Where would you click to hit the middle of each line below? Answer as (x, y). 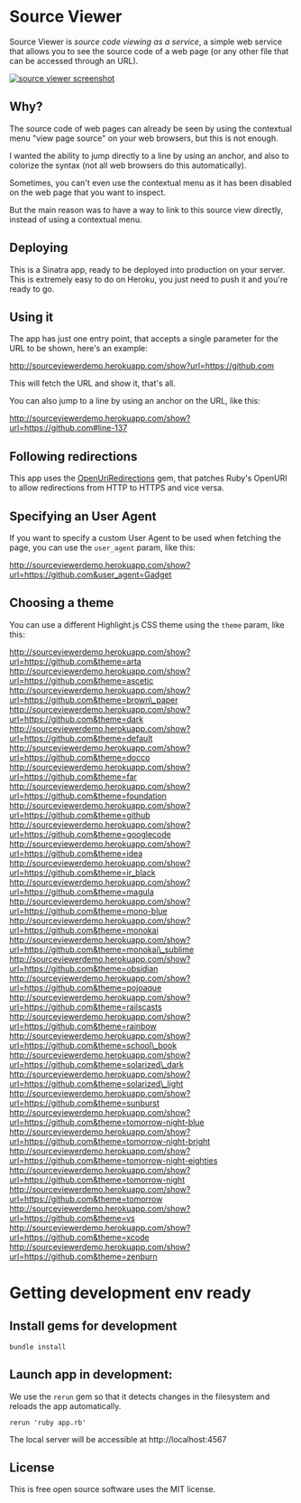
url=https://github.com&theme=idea (76, 853)
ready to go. (32, 289)
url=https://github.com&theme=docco (80, 757)
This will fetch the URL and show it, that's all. (92, 383)
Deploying (39, 248)
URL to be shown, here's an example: (79, 349)
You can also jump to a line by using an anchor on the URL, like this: (135, 401)
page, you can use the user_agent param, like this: (102, 547)
